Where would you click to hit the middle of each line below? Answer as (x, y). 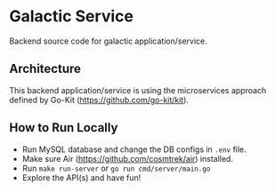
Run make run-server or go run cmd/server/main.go (116, 168)
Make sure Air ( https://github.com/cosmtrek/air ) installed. (128, 158)
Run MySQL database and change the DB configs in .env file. (134, 149)
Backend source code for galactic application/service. (108, 41)
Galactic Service (71, 16)
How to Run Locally (64, 128)
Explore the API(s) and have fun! (81, 177)
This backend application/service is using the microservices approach (138, 90)
